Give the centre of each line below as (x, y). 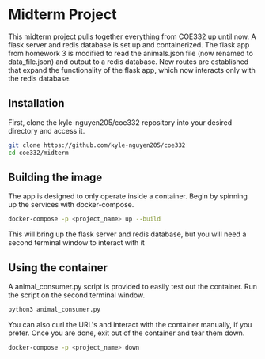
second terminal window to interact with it (76, 243)
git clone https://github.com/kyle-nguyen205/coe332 (97, 145)
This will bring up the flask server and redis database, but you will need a (127, 234)
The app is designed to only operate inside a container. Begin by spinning (128, 196)
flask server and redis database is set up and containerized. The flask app (129, 44)
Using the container (58, 268)
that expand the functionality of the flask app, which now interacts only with (132, 70)
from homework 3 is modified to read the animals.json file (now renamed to (131, 53)
